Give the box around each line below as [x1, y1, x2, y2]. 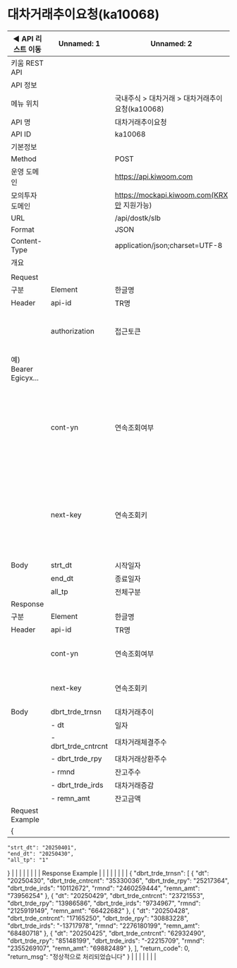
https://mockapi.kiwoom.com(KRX [114, 190, 229, 200]
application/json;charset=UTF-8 [114, 240, 223, 250]
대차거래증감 [114, 780, 154, 790]
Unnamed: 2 [150, 38, 193, 48]
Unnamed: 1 [59, 38, 101, 48]
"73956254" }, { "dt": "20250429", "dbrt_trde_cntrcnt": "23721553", [7, 891, 205, 899]
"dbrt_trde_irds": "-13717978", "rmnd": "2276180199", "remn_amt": [7, 921, 200, 930]
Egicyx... [11, 372, 39, 382]
